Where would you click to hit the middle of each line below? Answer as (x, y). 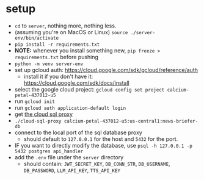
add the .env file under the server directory (69, 157)
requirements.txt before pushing (56, 57)
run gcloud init (35, 101)
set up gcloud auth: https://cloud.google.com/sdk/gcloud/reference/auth (106, 70)
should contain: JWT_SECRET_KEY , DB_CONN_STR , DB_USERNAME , (97, 164)
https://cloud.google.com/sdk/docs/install (76, 83)
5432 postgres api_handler (49, 151)
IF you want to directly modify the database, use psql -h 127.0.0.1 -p (104, 145)
